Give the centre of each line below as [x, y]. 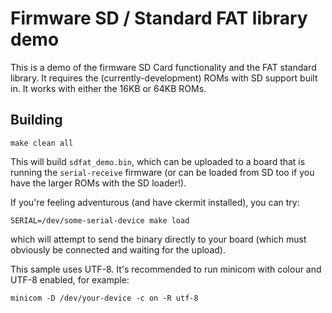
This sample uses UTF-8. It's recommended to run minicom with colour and [166, 269]
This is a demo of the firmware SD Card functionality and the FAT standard [163, 67]
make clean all [42, 143]
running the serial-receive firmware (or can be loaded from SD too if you [162, 172]
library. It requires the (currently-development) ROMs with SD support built [164, 78]
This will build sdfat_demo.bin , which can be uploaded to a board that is [158, 161]
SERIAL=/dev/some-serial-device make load [100, 220]
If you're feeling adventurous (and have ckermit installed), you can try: [155, 202]
